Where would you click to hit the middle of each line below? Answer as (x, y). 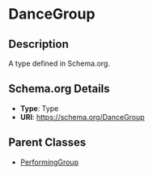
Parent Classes (47, 143)
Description (38, 44)
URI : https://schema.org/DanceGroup (82, 117)
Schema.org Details (59, 89)
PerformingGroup (49, 162)
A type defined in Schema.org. (59, 63)
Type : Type (39, 108)
